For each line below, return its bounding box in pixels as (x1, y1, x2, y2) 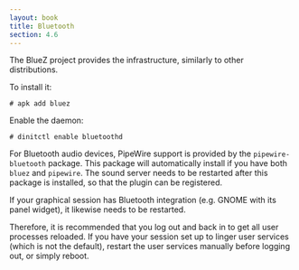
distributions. (9, 64, 59, 75)
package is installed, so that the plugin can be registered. (9, 177, 223, 188)
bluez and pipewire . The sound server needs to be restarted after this (9, 168, 268, 179)
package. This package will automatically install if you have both (48, 158, 287, 169)
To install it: (9, 82, 52, 93)
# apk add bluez (9, 99, 70, 108)
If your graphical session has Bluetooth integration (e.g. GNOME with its (9, 195, 277, 206)
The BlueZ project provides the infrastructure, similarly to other (9, 55, 244, 66)
